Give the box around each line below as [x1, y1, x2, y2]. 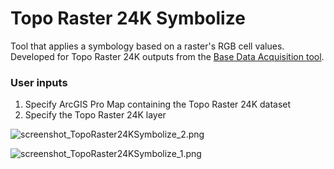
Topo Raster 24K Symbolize [10, 7, 246, 30]
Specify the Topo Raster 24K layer [24, 109, 167, 121]
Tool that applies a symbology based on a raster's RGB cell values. [10, 40, 285, 52]
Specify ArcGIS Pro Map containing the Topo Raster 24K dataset [24, 98, 292, 111]
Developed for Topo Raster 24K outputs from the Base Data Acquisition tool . [10, 50, 325, 62]
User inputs [10, 75, 68, 89]
